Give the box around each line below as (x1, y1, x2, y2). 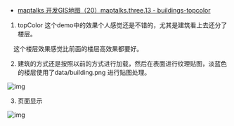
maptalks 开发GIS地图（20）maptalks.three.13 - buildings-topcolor (17, 6, 211, 14)
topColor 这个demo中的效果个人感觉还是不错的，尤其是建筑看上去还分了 (17, 21, 228, 29)
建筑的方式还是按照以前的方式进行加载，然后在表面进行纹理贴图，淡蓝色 (17, 59, 227, 68)
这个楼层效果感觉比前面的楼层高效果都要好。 (13, 45, 143, 52)
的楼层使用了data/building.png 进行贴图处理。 (17, 69, 151, 76)
